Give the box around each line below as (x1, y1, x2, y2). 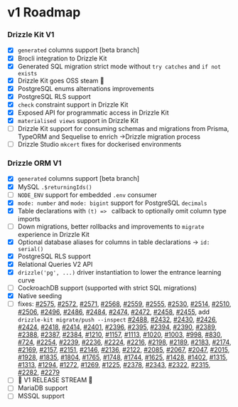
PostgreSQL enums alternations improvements (17, 84, 154, 92)
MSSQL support (17, 392, 65, 401)
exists (17, 70, 38, 77)
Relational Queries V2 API (17, 260, 93, 268)
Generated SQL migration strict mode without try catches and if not (17, 62, 222, 70)
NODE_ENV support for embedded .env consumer (17, 190, 158, 199)
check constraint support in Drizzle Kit (17, 100, 129, 109)
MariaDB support (17, 384, 68, 392)
